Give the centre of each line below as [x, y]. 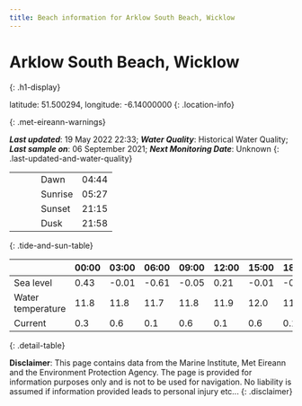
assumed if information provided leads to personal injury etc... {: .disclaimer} [151, 391]
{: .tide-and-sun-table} [52, 245]
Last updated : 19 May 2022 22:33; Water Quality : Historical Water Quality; [149, 139]
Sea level [33, 282]
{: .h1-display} [35, 87]
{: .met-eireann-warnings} [58, 121]
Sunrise [57, 194]
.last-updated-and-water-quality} [71, 158]
